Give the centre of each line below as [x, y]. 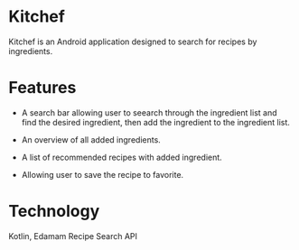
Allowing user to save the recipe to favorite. [103, 174]
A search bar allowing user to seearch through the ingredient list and [149, 112]
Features [42, 88]
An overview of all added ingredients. [91, 139]
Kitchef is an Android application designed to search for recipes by [133, 42]
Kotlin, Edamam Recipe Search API [73, 236]
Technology [54, 212]
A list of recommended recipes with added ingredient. [121, 157]
